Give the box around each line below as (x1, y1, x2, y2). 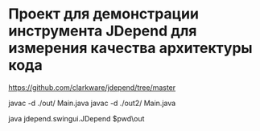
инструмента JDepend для (8, 22, 197, 40)
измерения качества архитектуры (8, 39, 253, 57)
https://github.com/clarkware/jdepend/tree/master (8, 82, 176, 92)
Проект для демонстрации (8, 5, 200, 23)
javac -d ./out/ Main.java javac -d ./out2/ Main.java (8, 98, 176, 108)
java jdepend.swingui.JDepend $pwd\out (8, 113, 145, 123)
